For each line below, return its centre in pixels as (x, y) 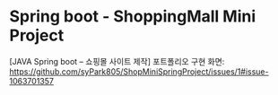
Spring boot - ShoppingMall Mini (133, 17)
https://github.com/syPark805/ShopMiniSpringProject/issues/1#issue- (139, 71)
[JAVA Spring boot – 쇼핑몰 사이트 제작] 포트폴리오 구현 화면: (117, 61)
